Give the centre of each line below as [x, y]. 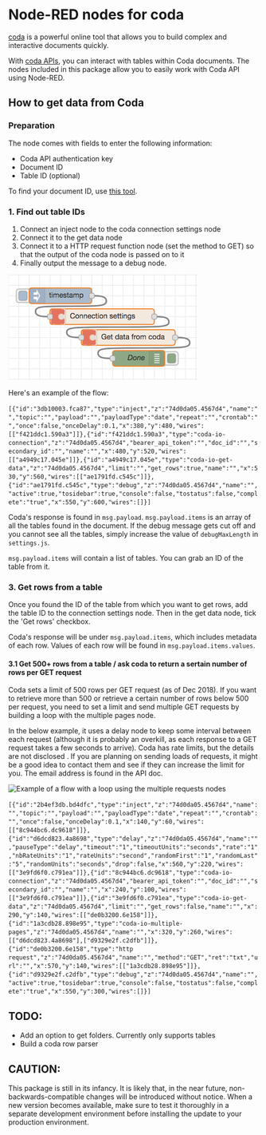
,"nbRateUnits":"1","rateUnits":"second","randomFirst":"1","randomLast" [133, 856]
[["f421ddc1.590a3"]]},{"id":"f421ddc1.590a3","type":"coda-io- [117, 434]
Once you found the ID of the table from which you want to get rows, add [128, 605]
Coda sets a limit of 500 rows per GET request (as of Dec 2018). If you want [133, 690]
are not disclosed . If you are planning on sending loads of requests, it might [133, 756]
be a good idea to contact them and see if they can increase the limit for [127, 765]
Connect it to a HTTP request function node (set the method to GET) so [137, 246]
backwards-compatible [47, 1097]
